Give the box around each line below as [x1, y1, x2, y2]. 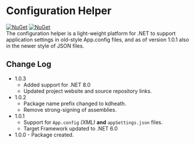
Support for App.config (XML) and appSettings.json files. [23, 119, 163, 126]
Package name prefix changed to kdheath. [23, 100, 126, 107]
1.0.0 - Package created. [14, 131, 74, 138]
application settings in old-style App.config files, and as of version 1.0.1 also [6, 36, 189, 43]
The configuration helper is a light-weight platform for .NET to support [6, 29, 176, 36]
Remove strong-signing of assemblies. [23, 106, 117, 113]
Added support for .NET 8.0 [23, 81, 91, 88]
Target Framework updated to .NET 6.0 [23, 125, 118, 132]
